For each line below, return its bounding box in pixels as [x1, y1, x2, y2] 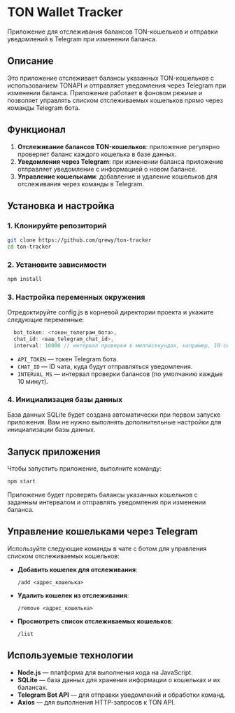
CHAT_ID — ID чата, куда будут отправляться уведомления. [17, 362, 193, 371]
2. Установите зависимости [7, 260, 107, 270]
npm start [7, 478, 36, 485]
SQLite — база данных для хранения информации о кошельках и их [17, 675, 220, 684]
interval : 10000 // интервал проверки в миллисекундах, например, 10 [13, 342, 220, 349]
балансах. [17, 683, 48, 691]
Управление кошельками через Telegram [7, 526, 198, 538]
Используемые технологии [7, 649, 134, 662]
